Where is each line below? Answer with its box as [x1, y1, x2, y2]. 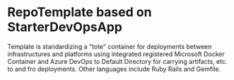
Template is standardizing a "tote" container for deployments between [7, 42, 212, 51]
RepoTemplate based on [7, 4, 152, 20]
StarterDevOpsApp [7, 19, 122, 35]
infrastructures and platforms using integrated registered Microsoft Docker [7, 50, 225, 58]
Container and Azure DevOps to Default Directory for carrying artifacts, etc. [7, 57, 228, 65]
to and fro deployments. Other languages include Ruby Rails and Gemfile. [7, 65, 221, 73]
